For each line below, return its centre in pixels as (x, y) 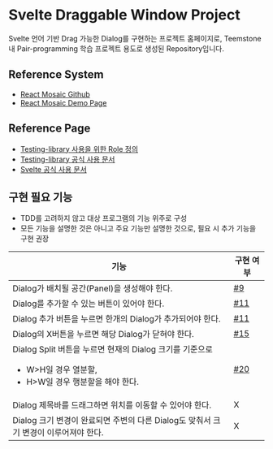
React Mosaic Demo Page (63, 102)
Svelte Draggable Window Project (125, 15)
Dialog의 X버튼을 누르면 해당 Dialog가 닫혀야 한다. (104, 335)
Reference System (56, 75)
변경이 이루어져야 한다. (63, 433)
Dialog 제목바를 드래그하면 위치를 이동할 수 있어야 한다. (112, 405)
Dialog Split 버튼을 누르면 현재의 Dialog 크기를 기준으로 (113, 349)
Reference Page (50, 129)
